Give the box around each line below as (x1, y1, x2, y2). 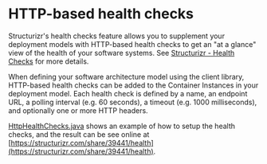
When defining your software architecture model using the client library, (8, 72, 245, 81)
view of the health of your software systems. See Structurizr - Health (8, 48, 235, 57)
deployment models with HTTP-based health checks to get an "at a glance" (8, 39, 257, 49)
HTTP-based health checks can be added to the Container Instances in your (8, 80, 259, 90)
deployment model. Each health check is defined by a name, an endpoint (8, 88, 248, 98)
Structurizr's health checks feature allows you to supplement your (8, 31, 226, 41)
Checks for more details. (8, 57, 89, 66)
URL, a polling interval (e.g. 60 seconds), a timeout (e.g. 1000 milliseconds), (8, 97, 257, 107)
